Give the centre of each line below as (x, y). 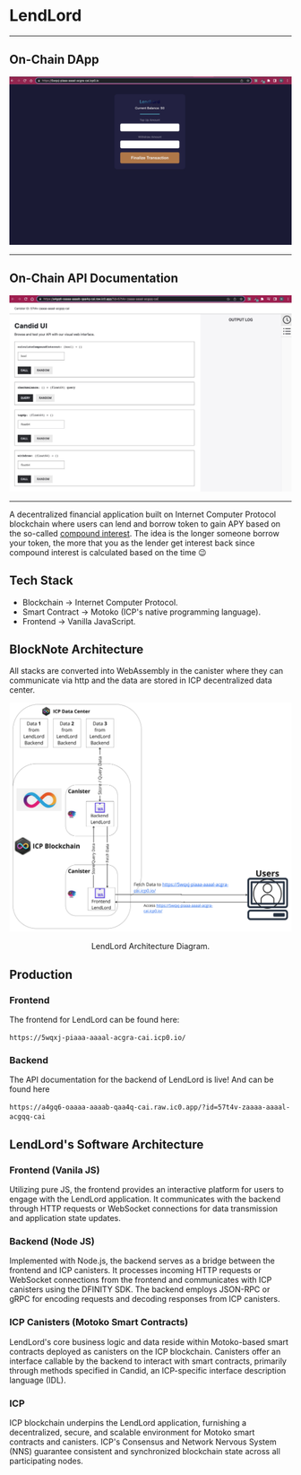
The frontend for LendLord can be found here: (95, 1020)
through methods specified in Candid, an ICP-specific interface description (148, 1370)
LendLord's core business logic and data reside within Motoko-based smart (149, 1341)
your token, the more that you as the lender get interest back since (132, 543)
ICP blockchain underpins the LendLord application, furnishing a (128, 1422)
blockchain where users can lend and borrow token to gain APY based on (145, 524)
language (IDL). (38, 1380)
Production (41, 974)
